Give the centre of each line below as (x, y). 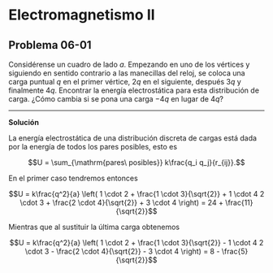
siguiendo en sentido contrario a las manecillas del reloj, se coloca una (127, 73)
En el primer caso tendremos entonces (73, 178)
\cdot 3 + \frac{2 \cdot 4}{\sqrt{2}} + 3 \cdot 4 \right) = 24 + (121, 202)
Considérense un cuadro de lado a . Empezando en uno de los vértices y (129, 64)
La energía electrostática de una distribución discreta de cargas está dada (133, 138)
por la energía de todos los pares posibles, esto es (93, 147)
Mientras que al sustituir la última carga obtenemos (94, 227)
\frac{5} (235, 251)
